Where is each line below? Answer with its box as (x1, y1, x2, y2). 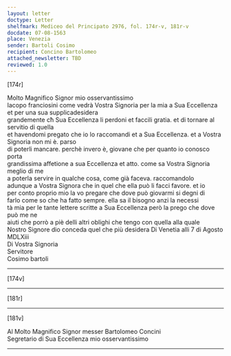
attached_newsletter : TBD (7, 55, 81, 62)
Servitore (7, 247, 33, 255)
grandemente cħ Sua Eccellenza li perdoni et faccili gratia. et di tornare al (7, 115, 215, 124)
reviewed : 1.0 (7, 61, 48, 68)
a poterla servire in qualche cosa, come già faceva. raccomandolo (7, 174, 195, 182)
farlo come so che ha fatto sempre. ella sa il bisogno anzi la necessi (7, 196, 199, 204)
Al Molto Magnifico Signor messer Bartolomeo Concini (7, 327, 162, 335)
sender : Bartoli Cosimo (7, 42, 76, 49)
